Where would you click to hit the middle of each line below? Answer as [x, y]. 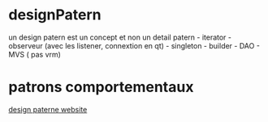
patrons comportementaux [101, 87]
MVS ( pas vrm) [35, 54]
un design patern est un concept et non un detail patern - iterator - [120, 37]
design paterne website [48, 109]
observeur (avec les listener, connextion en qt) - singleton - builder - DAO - [134, 45]
